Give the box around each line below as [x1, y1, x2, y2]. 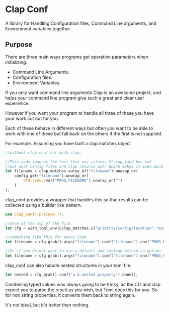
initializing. [5, 59, 28, 65]
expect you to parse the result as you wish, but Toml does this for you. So [5, 287, 158, 293]
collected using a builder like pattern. [5, 202, 82, 208]
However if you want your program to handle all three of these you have [5, 110, 154, 116]
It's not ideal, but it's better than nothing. [5, 302, 90, 308]
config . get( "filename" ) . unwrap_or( [14, 173, 89, 178]
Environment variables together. [5, 25, 71, 31]
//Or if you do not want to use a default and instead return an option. [5, 249, 163, 254]
